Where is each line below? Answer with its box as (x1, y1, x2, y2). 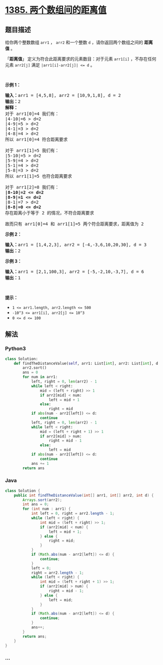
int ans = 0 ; (22, 502, 49, 507)
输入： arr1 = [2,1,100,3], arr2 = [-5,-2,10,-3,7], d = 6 (5, 269, 144, 274)
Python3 (5, 345, 26, 352)
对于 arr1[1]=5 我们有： (5, 148, 60, 153)
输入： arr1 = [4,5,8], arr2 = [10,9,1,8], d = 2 (5, 93, 121, 98)
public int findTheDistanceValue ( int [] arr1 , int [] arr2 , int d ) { (14, 493, 154, 498)
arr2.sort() (22, 365, 47, 370)
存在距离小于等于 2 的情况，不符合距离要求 (5, 210, 94, 215)
